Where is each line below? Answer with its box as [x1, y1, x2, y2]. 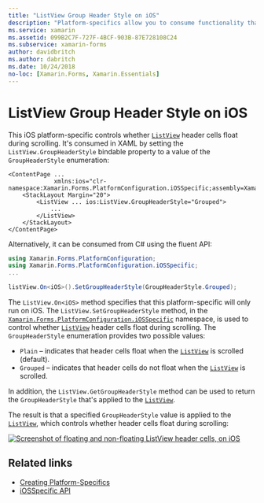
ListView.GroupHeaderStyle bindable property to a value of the [8, 146, 211, 156]
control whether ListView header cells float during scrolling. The [8, 323, 217, 332]
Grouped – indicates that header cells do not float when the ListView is [19, 363, 246, 372]
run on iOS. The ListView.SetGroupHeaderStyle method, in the [8, 306, 208, 316]
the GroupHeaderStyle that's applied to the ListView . [8, 395, 175, 405]
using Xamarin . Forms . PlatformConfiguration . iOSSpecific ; [8, 261, 199, 270]
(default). [19, 355, 49, 364]
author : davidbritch [8, 48, 76, 56]
